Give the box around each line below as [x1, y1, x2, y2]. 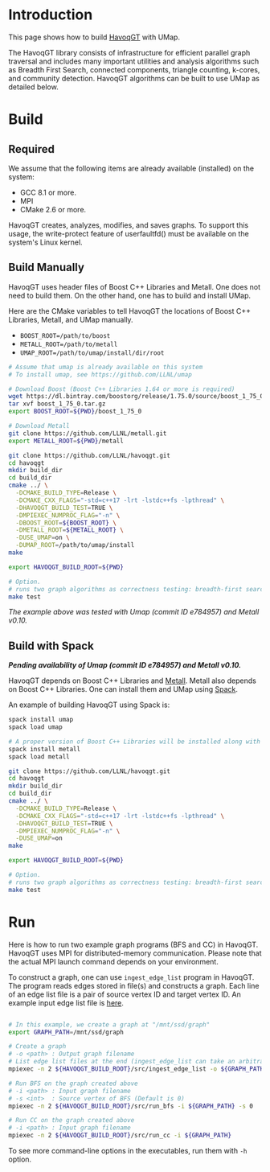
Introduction [8, 6, 93, 24]
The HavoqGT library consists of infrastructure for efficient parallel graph [8, 47, 251, 57]
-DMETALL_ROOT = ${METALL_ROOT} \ [15, 526, 125, 534]
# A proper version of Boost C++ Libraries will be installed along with [8, 738, 261, 746]
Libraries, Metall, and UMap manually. [8, 315, 134, 324]
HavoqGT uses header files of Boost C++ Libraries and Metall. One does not [8, 282, 261, 291]
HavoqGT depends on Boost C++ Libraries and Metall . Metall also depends [8, 676, 257, 685]
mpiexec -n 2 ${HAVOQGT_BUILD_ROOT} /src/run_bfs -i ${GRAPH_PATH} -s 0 [8, 1102, 253, 1110]
